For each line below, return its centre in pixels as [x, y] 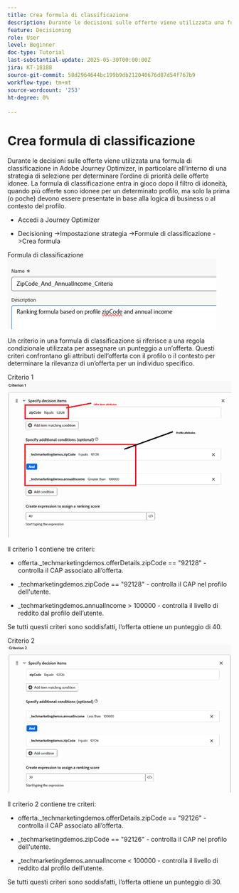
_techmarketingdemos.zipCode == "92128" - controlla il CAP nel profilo [122, 584]
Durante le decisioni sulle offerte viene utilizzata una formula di [100, 161]
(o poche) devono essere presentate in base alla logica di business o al [111, 198]
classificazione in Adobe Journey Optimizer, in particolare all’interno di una [117, 169]
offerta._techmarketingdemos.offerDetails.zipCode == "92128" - [112, 563]
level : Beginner [31, 45]
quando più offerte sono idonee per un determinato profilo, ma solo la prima [118, 191]
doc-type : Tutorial [36, 53]
